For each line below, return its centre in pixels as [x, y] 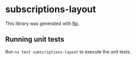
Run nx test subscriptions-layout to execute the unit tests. [68, 51]
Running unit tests [35, 39]
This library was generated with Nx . [42, 23]
